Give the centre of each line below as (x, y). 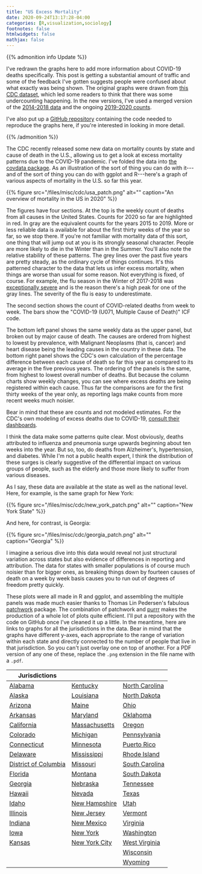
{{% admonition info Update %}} (47, 57)
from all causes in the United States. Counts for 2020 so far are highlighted (99, 217)
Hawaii (19, 793)
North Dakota (142, 695)
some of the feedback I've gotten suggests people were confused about (96, 81)
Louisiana (85, 695)
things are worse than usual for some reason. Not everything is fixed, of (96, 274)
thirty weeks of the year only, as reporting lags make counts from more (94, 394)
